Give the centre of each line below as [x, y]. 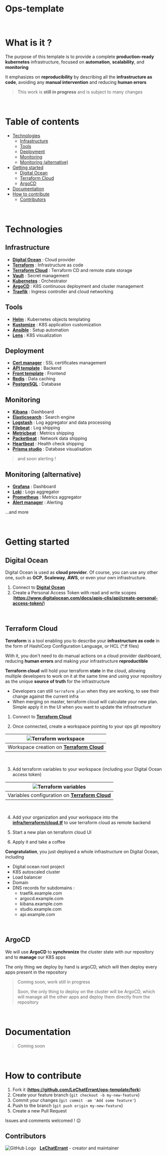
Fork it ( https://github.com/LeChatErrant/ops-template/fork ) [77, 1090]
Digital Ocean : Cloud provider [44, 259]
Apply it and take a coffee [39, 842]
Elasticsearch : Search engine [44, 417]
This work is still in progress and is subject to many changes [80, 92]
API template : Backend [37, 368]
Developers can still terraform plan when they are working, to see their [86, 691]
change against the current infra [45, 696]
